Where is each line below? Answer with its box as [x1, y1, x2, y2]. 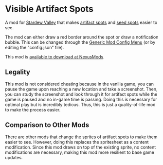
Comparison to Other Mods [5, 121, 90, 129]
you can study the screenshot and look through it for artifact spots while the [5, 91, 158, 97]
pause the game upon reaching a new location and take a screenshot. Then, [5, 86, 158, 92]
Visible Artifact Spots [5, 3, 94, 15]
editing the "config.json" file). [5, 44, 64, 50]
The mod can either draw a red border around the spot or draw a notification [5, 34, 159, 40]
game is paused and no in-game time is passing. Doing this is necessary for [5, 96, 157, 102]
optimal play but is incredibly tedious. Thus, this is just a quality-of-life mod [5, 101, 156, 108]
